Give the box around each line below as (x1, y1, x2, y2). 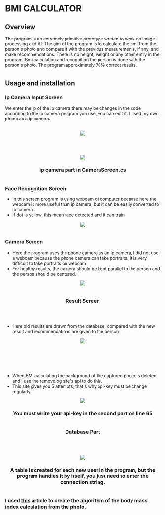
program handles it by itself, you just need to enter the (16, 473, 149, 479)
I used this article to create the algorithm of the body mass (5, 497, 148, 504)
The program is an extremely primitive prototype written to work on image (5, 36, 155, 41)
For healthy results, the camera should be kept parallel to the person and (12, 265, 160, 272)
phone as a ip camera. (5, 116, 51, 121)
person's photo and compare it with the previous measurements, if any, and (5, 46, 159, 52)
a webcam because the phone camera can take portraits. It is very (12, 255, 147, 261)
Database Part (65, 428, 100, 435)
